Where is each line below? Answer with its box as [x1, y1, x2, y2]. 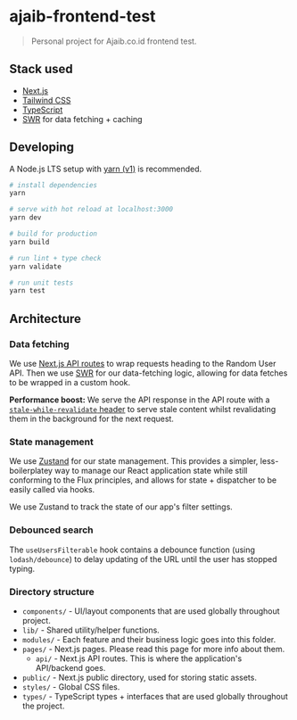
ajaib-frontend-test [9, 6, 156, 27]
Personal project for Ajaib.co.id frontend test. [30, 36, 197, 46]
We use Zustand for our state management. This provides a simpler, [9, 456, 259, 467]
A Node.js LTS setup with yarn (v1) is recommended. [9, 163, 202, 174]
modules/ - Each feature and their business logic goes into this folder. [21, 633, 276, 644]
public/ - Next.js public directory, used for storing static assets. [21, 672, 257, 683]
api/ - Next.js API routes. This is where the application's [35, 653, 243, 664]
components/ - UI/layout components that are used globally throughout [21, 605, 280, 617]
